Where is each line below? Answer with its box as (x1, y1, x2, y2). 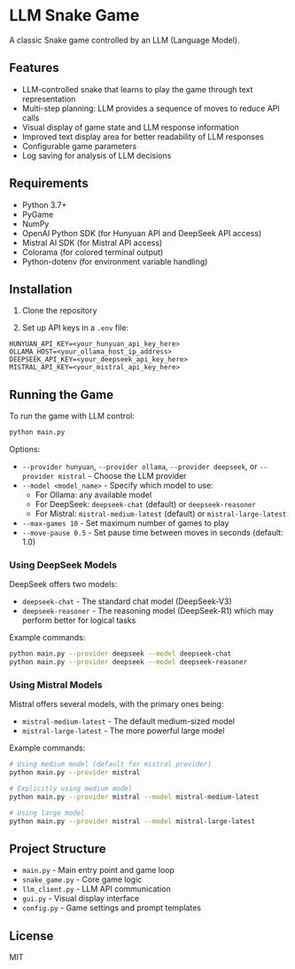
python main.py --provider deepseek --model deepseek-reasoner (9, 658, 248, 667)
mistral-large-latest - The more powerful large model (21, 726, 225, 736)
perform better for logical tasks (21, 615, 136, 626)
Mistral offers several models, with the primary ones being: (9, 699, 224, 710)
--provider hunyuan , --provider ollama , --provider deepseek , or (21, 461, 258, 472)
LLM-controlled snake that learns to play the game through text (21, 83, 253, 94)
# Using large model (9, 808, 86, 817)
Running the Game (9, 387, 113, 402)
